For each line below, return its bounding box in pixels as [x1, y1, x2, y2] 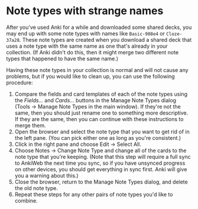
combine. [14, 197, 38, 204]
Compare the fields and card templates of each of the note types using [14, 90, 188, 97]
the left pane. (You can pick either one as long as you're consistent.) [14, 134, 181, 141]
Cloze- [166, 31, 183, 37]
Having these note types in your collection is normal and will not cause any [6, 66, 189, 73]
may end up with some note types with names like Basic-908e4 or [6, 30, 165, 37]
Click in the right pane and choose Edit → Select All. [14, 141, 142, 148]
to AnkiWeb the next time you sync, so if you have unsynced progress [14, 159, 186, 166]
